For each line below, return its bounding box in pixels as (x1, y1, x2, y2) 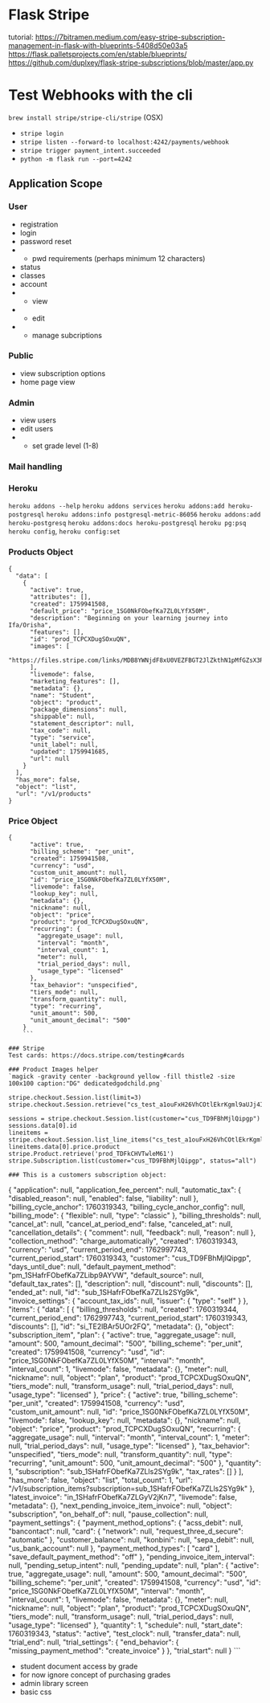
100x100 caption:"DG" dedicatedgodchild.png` (8, 1079, 163, 1088)
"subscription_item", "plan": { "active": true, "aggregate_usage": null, (8, 1329, 236, 1339)
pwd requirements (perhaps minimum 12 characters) (31, 253, 206, 263)
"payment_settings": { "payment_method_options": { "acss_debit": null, (8, 1517, 243, 1527)
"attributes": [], (29, 593, 92, 601)
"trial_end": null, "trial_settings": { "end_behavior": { (8, 1637, 179, 1647)
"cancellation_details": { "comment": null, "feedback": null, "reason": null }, (8, 1227, 256, 1237)
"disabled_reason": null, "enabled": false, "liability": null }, (8, 1193, 199, 1203)
